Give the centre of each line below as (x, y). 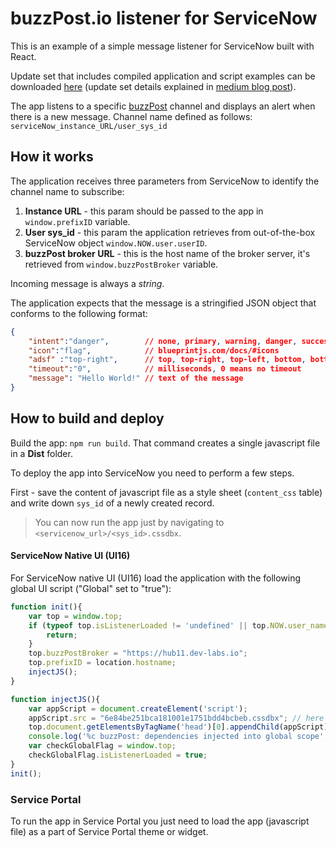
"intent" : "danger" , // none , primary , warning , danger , (163, 341)
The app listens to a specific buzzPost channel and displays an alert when (163, 106)
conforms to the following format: (79, 313)
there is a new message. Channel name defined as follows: (131, 116)
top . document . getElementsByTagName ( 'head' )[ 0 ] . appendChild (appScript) (178, 727)
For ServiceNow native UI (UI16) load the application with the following (156, 578)
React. (23, 56)
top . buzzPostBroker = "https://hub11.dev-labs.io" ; (138, 653)
